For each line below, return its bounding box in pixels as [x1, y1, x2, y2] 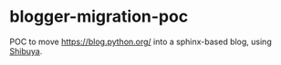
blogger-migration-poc [9, 6, 189, 27]
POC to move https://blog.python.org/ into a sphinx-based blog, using [9, 36, 272, 47]
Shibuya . [9, 45, 43, 56]
